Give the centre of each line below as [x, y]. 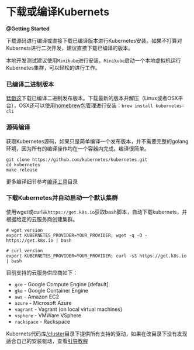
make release [22, 170]
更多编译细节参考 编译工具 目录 [42, 181]
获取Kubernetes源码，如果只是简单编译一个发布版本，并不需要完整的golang [97, 141]
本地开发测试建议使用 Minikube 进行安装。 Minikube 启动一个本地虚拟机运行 [93, 60]
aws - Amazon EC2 [37, 297]
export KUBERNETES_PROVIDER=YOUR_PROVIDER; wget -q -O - [77, 235]
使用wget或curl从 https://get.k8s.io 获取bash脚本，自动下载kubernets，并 [97, 212]
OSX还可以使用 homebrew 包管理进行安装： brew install [86, 105]
